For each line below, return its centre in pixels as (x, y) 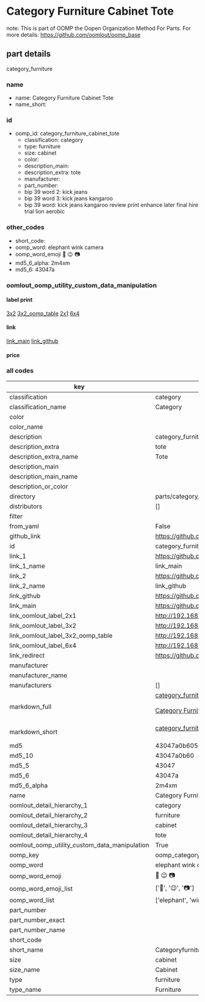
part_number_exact (37, 920)
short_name (27, 949)
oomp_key (24, 855)
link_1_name (27, 566)
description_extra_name (44, 456)
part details (29, 54)
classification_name (38, 407)
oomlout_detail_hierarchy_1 (49, 805)
